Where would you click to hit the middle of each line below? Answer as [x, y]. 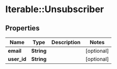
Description [66, 42]
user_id [17, 59]
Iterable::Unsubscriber [55, 9]
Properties [22, 28]
